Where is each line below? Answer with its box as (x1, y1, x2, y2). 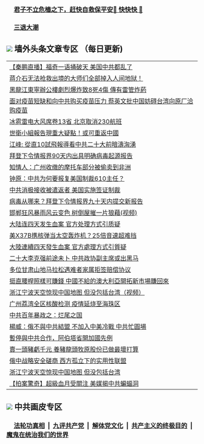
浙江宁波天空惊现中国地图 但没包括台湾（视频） (9, 288, 145, 296)
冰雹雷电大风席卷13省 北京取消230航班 (9, 117, 123, 126)
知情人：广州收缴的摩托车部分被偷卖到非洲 (9, 163, 132, 171)
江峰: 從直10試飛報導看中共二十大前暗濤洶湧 (9, 140, 137, 148)
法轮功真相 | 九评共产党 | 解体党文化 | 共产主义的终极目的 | (13, 421, 193, 429)
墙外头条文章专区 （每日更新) (14, 44, 123, 54)
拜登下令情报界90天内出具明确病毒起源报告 (9, 151, 133, 160)
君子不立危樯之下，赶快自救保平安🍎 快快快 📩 (13, 5, 143, 13)
